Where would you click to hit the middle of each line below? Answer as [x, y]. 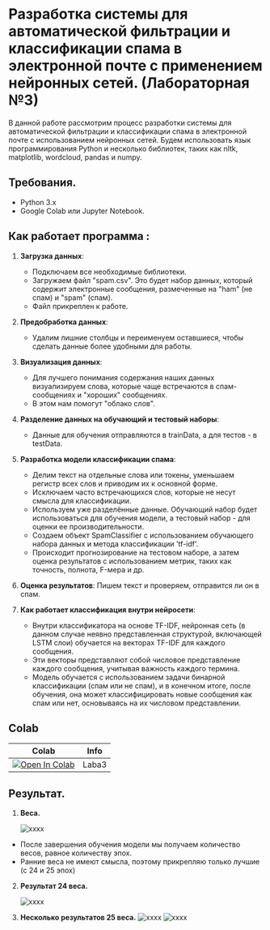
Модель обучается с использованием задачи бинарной [129, 677]
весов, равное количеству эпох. [76, 853]
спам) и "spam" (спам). [72, 298]
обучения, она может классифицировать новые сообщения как [142, 694]
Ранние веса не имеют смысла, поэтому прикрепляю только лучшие [140, 862]
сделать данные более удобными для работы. [112, 346]
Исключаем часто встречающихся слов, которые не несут [134, 492]
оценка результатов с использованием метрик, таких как [132, 561]
